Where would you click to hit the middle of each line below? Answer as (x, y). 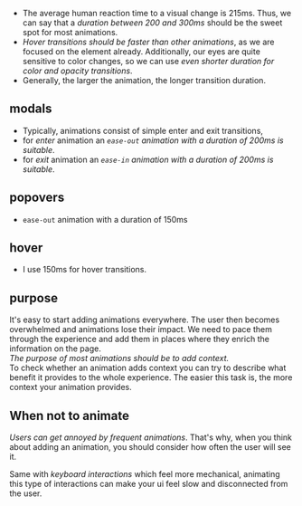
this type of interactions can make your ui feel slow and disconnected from (149, 484)
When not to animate (69, 415)
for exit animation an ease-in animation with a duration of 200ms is (148, 159)
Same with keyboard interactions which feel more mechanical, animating (145, 474)
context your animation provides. (71, 387)
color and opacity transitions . (77, 71)
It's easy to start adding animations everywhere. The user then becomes (145, 320)
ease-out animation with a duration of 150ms (105, 219)
